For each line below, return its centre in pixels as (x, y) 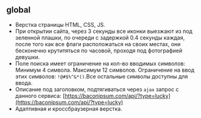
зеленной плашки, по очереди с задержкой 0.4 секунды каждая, (100, 37)
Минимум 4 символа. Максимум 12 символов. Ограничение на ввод (105, 70)
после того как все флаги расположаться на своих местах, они (98, 44)
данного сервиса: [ (40, 95)
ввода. (24, 83)
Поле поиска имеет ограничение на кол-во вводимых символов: (100, 63)
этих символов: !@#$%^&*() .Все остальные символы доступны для (101, 76)
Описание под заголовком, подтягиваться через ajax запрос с (97, 89)
